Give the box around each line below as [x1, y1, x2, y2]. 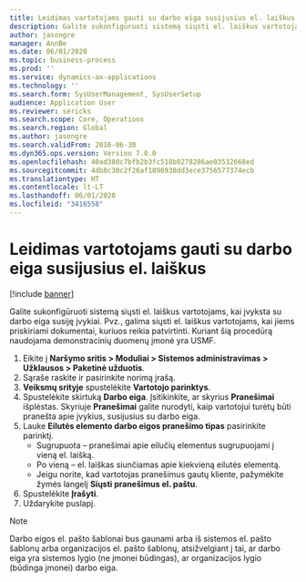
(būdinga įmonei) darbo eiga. [9, 562, 118, 573]
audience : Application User [9, 97, 117, 107]
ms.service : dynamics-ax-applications [9, 73, 157, 82]
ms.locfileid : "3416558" [9, 199, 104, 209]
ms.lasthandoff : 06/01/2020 [9, 191, 117, 200]
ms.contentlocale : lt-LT [9, 183, 104, 192]
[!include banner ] [9, 288, 75, 299]
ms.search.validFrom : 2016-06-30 [9, 140, 137, 149]
